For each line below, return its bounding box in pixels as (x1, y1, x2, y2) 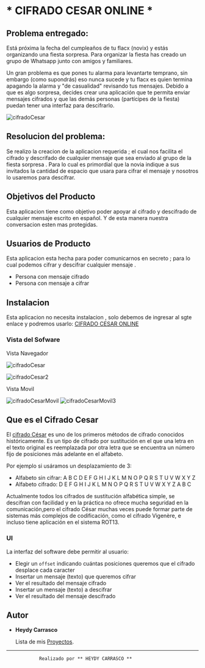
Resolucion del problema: (6, 131, 106, 142)
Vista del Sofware (6, 335, 60, 344)
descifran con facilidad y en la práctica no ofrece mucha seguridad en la (6, 499, 189, 506)
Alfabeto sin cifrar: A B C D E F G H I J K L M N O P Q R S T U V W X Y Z (15, 474, 196, 482)
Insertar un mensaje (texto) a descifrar (15, 586, 112, 593)
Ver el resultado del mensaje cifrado (15, 579, 107, 586)
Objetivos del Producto (6, 191, 96, 202)
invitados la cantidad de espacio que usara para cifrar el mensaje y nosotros (6, 167, 199, 175)
